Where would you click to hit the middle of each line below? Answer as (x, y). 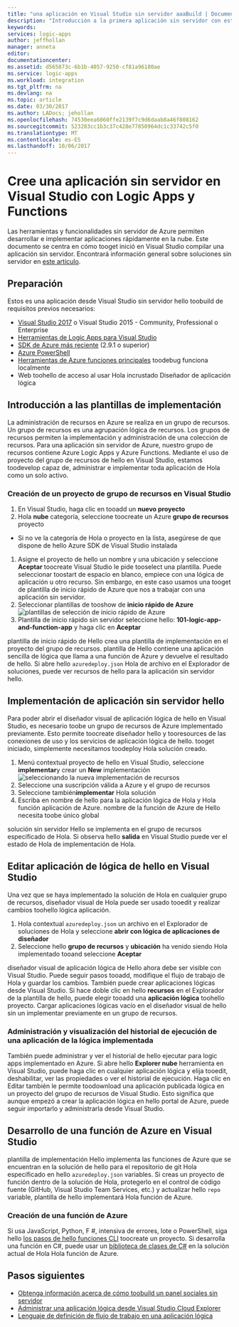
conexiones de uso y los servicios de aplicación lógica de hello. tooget (111, 741)
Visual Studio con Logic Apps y (101, 197)
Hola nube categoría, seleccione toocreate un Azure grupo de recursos (123, 516)
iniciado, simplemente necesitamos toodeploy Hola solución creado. (107, 748)
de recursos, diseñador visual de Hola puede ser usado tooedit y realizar (114, 902)
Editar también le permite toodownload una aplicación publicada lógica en (116, 1086)
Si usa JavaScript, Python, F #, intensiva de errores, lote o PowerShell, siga (117, 1231)
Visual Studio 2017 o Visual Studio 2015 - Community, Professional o (118, 322)
